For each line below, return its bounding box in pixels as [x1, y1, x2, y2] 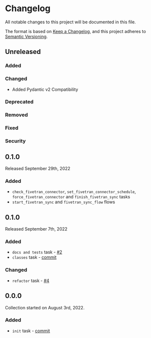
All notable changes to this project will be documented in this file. [5, 19, 136, 25]
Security [5, 138, 26, 144]
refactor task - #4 [12, 278, 50, 284]
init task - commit [12, 328, 50, 334]
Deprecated [5, 98, 34, 105]
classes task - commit [12, 254, 57, 260]
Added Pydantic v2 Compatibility [12, 86, 78, 92]
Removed [5, 111, 28, 118]
